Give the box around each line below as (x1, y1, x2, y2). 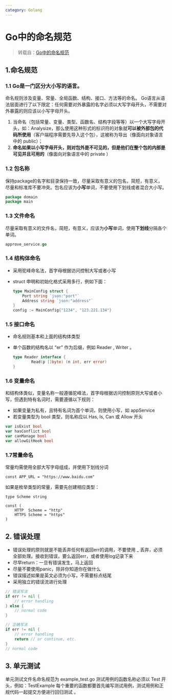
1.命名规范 (5, 65, 38, 75)
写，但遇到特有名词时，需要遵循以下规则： (5, 396, 95, 402)
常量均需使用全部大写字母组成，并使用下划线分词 (5, 464, 109, 470)
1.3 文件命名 (5, 212, 35, 219)
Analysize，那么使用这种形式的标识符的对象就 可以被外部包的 (30, 125, 159, 132)
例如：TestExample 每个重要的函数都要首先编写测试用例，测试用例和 (14, 683, 160, 689)
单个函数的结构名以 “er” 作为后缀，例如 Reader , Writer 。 (12, 344, 135, 351)
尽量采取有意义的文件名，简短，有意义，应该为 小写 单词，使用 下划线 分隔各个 (5, 225, 167, 231)
